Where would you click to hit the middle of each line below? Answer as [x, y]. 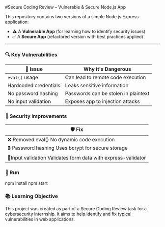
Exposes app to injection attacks [102, 101]
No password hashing [33, 94]
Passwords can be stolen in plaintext [107, 94]
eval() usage [23, 77]
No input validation [29, 101]
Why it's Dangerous [107, 69]
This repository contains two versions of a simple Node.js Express [72, 16]
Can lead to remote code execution [106, 77]
